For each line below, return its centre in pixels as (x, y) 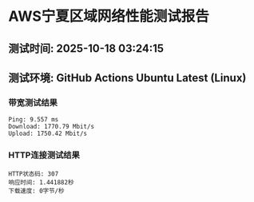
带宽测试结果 (33, 102)
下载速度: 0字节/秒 (36, 191)
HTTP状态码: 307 (34, 174)
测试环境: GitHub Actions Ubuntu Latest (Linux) (127, 78)
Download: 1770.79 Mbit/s (51, 127)
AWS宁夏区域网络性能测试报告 (109, 16)
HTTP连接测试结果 (44, 155)
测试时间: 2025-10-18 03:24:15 (86, 48)
